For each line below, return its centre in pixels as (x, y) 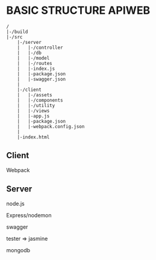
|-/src (14, 37)
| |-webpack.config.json (51, 126)
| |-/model (33, 58)
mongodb (18, 250)
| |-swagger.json (42, 79)
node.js (16, 203)
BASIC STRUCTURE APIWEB (78, 11)
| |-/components (40, 100)
